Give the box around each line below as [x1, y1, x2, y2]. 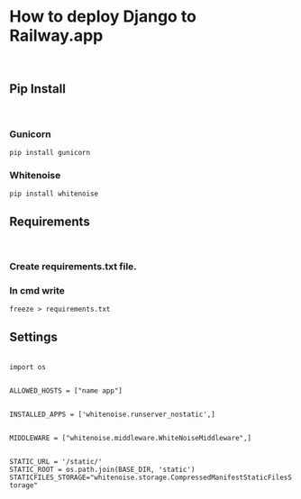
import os [9, 363, 47, 372]
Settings [9, 329, 59, 344]
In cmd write [9, 285, 66, 296]
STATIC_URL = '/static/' [9, 458, 103, 467]
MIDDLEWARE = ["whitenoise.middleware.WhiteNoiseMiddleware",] [9, 434, 252, 443]
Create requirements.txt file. [9, 260, 137, 273]
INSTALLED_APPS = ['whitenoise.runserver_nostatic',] [9, 410, 216, 420]
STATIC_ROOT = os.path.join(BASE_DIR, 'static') [9, 466, 196, 475]
